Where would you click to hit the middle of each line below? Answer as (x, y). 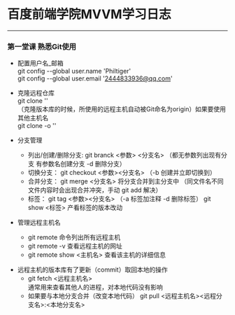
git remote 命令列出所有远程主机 (74, 237)
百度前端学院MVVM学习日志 (89, 14)
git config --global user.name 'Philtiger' (74, 71)
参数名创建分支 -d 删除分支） (84, 164)
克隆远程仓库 (36, 93)
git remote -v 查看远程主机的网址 (75, 246)
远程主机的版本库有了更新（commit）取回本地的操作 (92, 269)
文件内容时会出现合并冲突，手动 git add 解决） (95, 190)
